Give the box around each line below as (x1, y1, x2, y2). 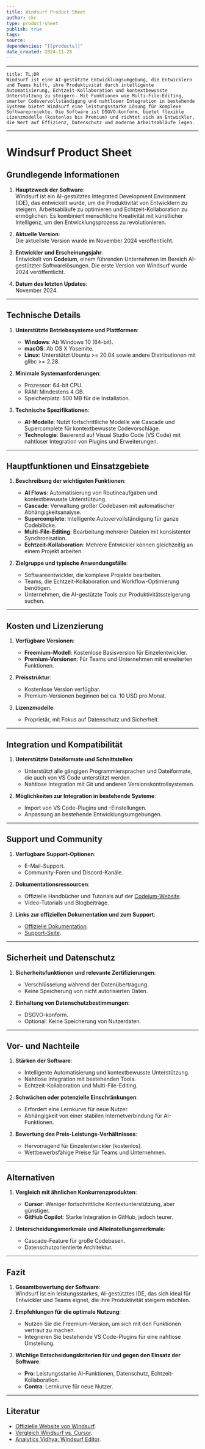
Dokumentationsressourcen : (15, 881, 90, 888)
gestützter (15, 261, 41, 269)
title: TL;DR (6, 71, 40, 77)
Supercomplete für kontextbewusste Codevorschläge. (24, 425, 160, 432)
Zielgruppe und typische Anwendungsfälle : (15, 559, 128, 567)
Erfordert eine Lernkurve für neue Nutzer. (24, 1106, 129, 1113)
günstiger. (24, 1207, 50, 1215)
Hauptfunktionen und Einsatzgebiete (6, 461, 149, 471)
